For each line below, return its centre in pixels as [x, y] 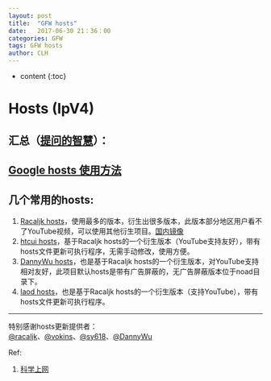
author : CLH [28, 53]
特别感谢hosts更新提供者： [53, 326]
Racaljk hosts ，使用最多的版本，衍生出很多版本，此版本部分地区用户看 [138, 221]
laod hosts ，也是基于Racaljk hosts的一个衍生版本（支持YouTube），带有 [139, 292]
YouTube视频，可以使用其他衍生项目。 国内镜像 [105, 231]
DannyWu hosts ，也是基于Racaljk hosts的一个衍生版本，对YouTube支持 [140, 261]
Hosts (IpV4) [51, 109]
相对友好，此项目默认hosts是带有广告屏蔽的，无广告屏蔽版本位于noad [136, 271]
